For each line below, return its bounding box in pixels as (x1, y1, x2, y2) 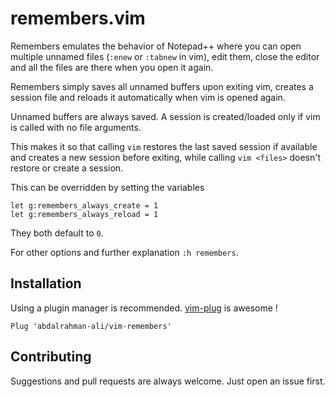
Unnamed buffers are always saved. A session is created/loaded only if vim (10, 110, 321, 122)
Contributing (10, 348, 92, 366)
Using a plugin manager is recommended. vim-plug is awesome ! (10, 302, 278, 314)
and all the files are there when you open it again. (10, 61, 214, 73)
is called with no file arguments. (10, 121, 142, 133)
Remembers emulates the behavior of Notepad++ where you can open (10, 40, 302, 52)
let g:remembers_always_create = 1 (10, 200, 159, 211)
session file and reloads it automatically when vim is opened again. (10, 91, 286, 103)
